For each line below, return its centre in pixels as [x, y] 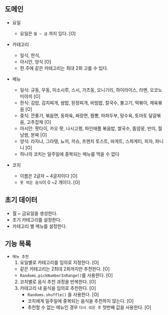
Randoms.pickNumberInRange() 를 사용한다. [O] [66, 275]
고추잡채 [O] [39, 122]
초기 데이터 [21, 200]
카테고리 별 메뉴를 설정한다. [40, 226]
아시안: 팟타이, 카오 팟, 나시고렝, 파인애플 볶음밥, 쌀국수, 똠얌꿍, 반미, [88, 128]
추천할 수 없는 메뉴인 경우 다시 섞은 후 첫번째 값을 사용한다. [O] [89, 307]
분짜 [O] [39, 134]
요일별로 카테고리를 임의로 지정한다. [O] [59, 263]
